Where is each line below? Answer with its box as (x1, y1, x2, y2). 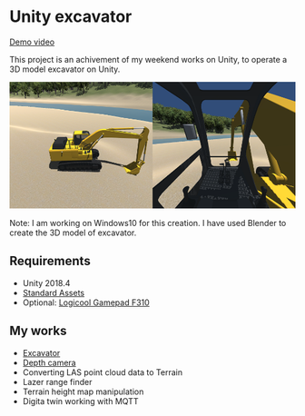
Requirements (9, 253, 91, 269)
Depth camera (22, 357, 76, 368)
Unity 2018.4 (22, 277, 71, 288)
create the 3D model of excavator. (9, 227, 137, 238)
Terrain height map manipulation (22, 386, 144, 397)
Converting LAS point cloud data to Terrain (22, 366, 183, 378)
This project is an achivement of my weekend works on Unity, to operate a (9, 54, 288, 64)
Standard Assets (22, 287, 84, 298)
